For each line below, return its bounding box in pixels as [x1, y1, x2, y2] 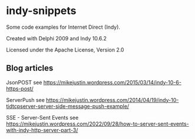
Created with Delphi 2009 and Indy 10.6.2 [6, 35, 107, 42]
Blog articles [6, 63, 54, 73]
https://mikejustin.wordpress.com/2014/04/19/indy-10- [46, 96, 179, 103]
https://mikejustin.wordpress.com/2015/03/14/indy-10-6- [43, 79, 181, 86]
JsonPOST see [6, 79, 42, 86]
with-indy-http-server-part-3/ [6, 126, 78, 133]
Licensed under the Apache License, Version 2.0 [6, 46, 124, 53]
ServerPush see [6, 96, 45, 103]
